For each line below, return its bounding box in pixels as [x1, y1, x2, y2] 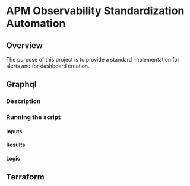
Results [6, 141, 26, 149]
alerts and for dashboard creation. [6, 62, 90, 69]
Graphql [6, 79, 37, 89]
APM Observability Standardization [6, 4, 185, 18]
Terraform [6, 172, 45, 182]
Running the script [6, 113, 61, 121]
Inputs [6, 127, 23, 134]
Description [6, 97, 41, 105]
